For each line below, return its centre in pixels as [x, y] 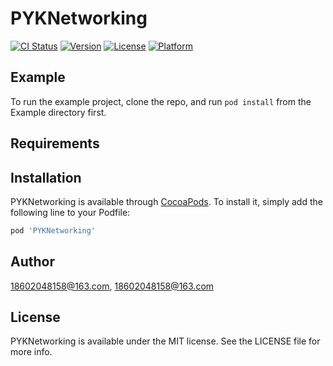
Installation [46, 177]
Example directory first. [58, 112]
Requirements [55, 143]
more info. [31, 352]
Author [32, 262]
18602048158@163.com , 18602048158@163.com [112, 286]
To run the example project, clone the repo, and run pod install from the [161, 101]
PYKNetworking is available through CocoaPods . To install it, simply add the [166, 201]
